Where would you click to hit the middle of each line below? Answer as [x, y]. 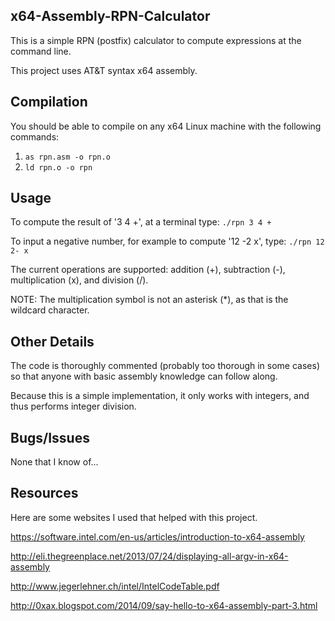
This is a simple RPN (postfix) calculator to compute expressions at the [156, 40]
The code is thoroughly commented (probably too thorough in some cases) [165, 366]
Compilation [49, 102]
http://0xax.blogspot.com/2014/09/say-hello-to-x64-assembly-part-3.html [164, 605]
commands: [35, 136]
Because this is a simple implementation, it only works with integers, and [160, 396]
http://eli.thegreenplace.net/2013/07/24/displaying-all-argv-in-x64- [149, 556]
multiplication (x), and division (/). [79, 280]
